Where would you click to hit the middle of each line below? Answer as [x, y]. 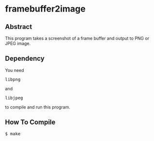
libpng [13, 79]
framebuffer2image [45, 9]
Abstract [19, 27]
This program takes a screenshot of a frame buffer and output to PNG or [77, 38]
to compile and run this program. [38, 107]
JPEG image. [18, 43]
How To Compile [30, 122]
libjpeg [14, 98]
